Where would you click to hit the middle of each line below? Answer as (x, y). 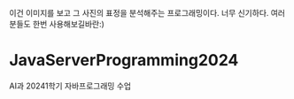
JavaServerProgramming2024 (124, 61)
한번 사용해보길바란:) (68, 24)
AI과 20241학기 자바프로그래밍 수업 (70, 86)
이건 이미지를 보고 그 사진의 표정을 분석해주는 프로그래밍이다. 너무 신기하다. (139, 13)
